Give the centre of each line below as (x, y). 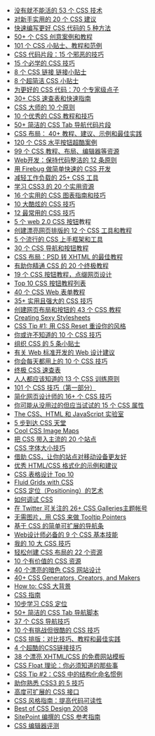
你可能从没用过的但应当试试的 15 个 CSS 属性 (79, 405)
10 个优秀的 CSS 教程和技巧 (54, 116)
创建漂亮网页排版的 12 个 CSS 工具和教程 (73, 230)
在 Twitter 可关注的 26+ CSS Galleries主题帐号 (81, 508)
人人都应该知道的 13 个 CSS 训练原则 (67, 379)
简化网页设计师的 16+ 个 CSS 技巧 (63, 396)
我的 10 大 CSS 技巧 (42, 543)
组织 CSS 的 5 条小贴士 (47, 343)
